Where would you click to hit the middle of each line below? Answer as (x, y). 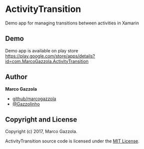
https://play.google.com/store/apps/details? (50, 56)
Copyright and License (41, 119)
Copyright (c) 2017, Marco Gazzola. (41, 132)
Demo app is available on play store (42, 50)
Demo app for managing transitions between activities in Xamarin (72, 23)
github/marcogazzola (34, 99)
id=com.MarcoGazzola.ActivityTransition (47, 61)
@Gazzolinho (26, 104)
